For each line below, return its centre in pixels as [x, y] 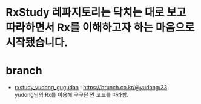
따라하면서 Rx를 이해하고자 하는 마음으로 [100, 28]
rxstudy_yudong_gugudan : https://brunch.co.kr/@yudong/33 [91, 88]
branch [24, 71]
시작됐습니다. [37, 43]
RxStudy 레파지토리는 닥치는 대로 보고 [96, 12]
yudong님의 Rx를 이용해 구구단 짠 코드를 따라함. [71, 95]
